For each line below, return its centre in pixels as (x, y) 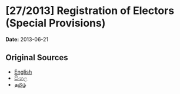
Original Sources (37, 58)
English (23, 72)
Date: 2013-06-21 (27, 39)
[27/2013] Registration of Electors (90, 11)
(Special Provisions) (56, 23)
